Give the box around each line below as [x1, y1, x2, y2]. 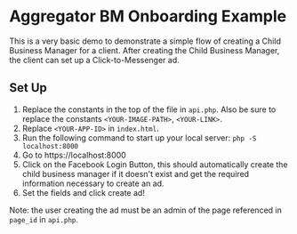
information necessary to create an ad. [21, 178, 165, 189]
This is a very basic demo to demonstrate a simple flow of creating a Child [9, 36, 282, 46]
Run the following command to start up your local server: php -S [21, 132, 257, 143]
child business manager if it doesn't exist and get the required [21, 168, 250, 179]
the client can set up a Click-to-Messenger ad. [9, 54, 180, 65]
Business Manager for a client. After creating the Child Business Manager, [9, 44, 280, 55]
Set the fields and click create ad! [21, 187, 145, 198]
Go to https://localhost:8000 [21, 149, 126, 160]
